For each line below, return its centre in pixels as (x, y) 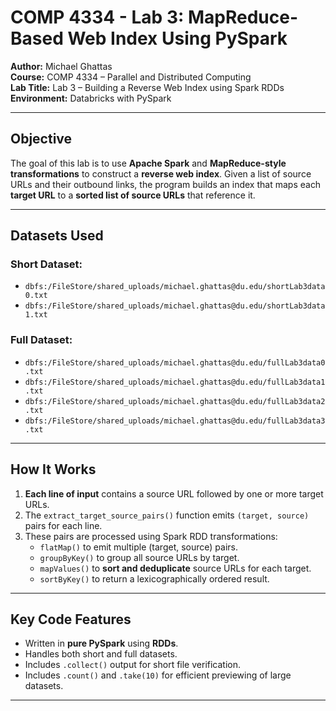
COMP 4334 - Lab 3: (97, 17)
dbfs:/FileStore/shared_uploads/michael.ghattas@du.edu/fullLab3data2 (175, 401)
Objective (41, 139)
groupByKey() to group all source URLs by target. (139, 557)
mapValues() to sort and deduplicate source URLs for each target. (175, 568)
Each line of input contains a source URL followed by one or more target (174, 493)
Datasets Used (57, 236)
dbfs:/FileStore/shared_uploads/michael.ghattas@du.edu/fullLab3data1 (175, 382)
